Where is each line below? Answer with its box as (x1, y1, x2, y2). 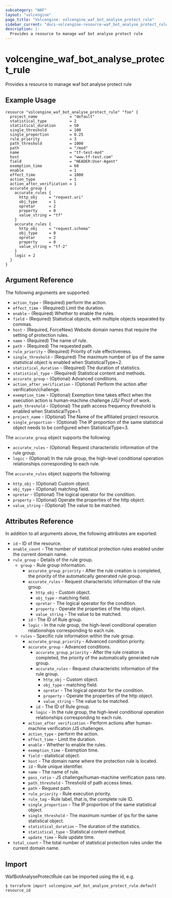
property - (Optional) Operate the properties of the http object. (12, 497, 145, 503)
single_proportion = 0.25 (10, 132, 83, 137)
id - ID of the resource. (12, 541, 62, 547)
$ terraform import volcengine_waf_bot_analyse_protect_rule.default (5, 884, 157, 889)
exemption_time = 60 (10, 163, 79, 168)
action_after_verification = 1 (10, 181, 77, 186)
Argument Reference (5, 276, 74, 285)
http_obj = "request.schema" (18, 226, 91, 231)
